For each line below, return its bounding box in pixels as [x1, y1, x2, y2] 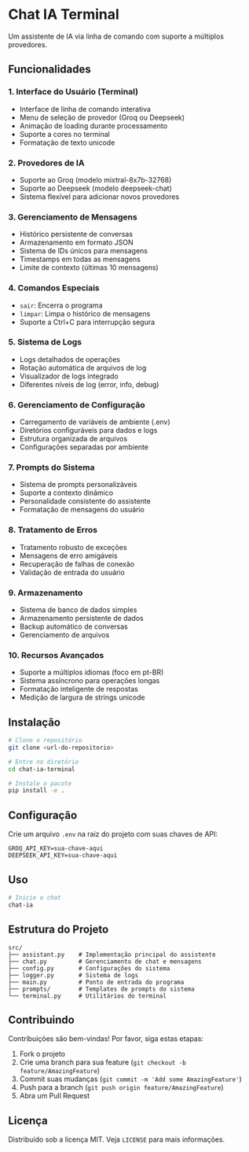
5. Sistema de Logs [8, 337, 82, 348]
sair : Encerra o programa [19, 301, 103, 310]
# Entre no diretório [8, 758, 79, 766]
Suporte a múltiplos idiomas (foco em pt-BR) [19, 667, 164, 678]
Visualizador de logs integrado [19, 371, 119, 381]
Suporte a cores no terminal [19, 129, 110, 138]
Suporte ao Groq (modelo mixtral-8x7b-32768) [19, 175, 172, 184]
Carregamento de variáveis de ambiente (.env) [19, 417, 170, 426]
